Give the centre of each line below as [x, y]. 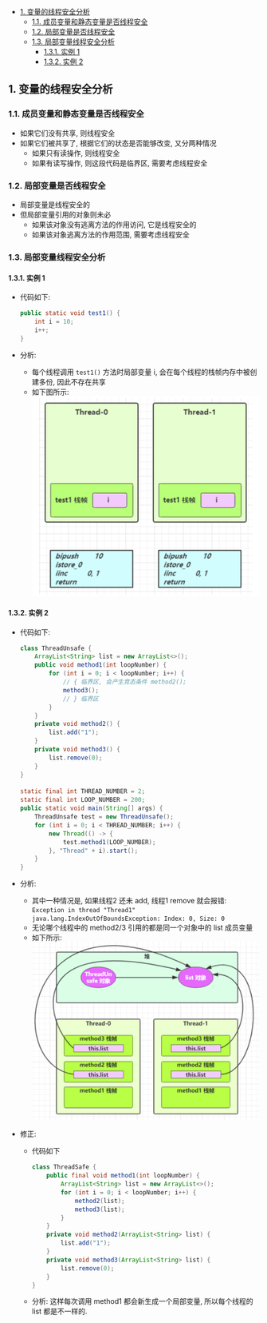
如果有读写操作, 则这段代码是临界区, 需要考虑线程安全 [120, 163]
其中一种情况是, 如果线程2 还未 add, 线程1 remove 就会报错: [129, 901]
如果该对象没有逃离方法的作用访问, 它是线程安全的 [114, 224]
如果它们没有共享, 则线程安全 [67, 133]
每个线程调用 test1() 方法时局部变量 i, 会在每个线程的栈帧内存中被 [141, 372]
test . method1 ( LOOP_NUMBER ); [109, 842]
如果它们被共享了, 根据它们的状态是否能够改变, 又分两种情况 [118, 143]
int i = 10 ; [54, 321]
